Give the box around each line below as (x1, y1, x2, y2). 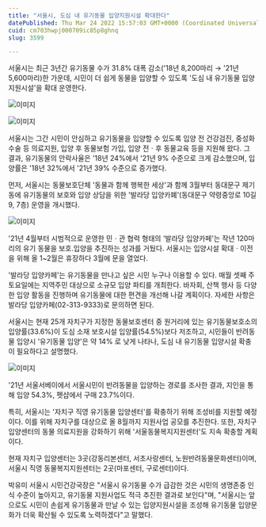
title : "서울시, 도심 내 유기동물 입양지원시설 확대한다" (8, 11, 170, 20)
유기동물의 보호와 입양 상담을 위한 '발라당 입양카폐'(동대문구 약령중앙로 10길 (22, 190, 257, 200)
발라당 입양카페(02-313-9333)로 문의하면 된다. (8, 300, 154, 310)
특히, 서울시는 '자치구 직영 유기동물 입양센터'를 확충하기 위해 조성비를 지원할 (8, 407, 243, 417)
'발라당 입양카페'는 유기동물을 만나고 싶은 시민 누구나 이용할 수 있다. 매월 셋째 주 (8, 270, 255, 280)
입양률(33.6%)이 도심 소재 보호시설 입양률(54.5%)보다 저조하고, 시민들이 (8, 327, 234, 337)
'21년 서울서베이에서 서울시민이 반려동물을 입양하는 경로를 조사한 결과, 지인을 (8, 380, 246, 390)
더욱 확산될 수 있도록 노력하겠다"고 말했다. (22, 510, 153, 520)
